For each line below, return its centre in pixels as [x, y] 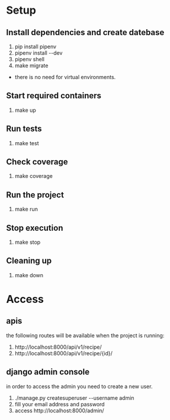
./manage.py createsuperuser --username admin [74, 398]
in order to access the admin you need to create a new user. [79, 386]
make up [25, 110]
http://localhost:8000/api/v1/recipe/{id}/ [63, 353]
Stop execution [35, 228]
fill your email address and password [60, 404]
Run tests [24, 129]
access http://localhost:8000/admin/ [60, 410]
